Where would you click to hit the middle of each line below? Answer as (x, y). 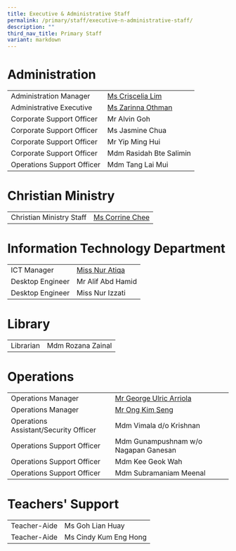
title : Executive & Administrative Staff (69, 14)
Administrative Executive (52, 108)
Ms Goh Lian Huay (94, 526)
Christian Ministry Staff (49, 217)
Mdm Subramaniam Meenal (160, 473)
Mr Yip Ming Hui (134, 142)
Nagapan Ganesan (146, 450)
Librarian (26, 345)
